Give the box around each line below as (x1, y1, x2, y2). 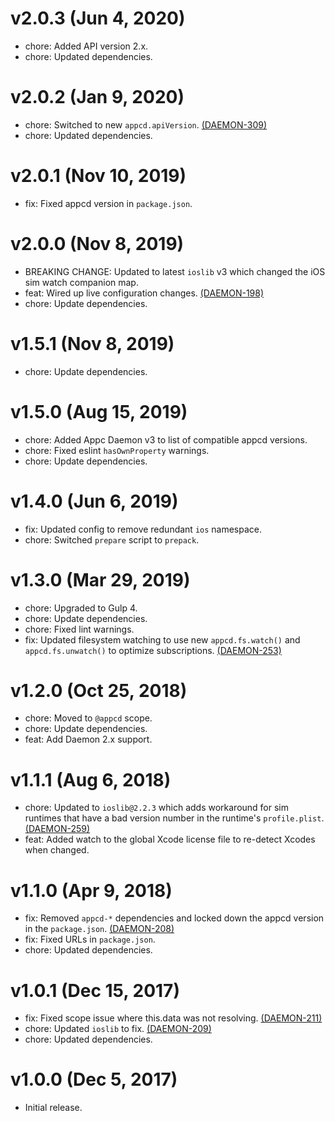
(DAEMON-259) (24, 823, 91, 835)
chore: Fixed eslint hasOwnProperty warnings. (24, 444, 210, 456)
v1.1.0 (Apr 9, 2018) (10, 879, 173, 902)
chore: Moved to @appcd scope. (24, 712, 153, 724)
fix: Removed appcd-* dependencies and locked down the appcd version (24, 912, 325, 924)
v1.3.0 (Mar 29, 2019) (10, 568, 191, 591)
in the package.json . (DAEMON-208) (24, 923, 175, 935)
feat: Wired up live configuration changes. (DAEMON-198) (24, 287, 265, 299)
